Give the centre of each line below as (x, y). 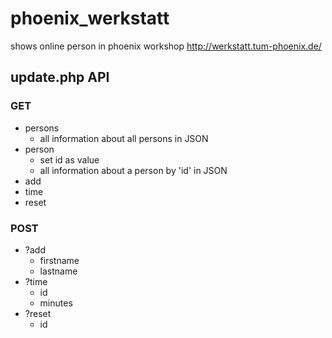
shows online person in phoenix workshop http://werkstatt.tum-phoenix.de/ (166, 46)
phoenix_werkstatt (90, 18)
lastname (58, 271)
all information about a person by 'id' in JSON (133, 170)
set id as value (69, 159)
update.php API (60, 77)
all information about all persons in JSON (124, 138)
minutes (56, 303)
